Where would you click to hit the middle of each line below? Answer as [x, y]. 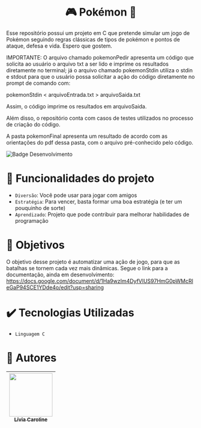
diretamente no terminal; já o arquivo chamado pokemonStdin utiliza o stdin [100, 70]
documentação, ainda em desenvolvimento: [60, 274]
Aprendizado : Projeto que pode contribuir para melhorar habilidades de [102, 214]
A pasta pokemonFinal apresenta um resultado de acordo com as [87, 136]
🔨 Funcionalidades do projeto [80, 178]
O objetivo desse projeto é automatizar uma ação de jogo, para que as [93, 262]
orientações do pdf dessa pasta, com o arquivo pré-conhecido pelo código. [100, 142]
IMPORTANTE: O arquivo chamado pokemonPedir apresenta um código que [100, 57]
